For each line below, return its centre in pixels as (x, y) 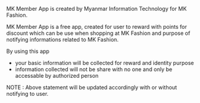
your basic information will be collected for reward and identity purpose (104, 63)
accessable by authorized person (57, 76)
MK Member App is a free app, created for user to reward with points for (97, 27)
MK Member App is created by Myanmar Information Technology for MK (96, 9)
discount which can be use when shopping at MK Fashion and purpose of (98, 33)
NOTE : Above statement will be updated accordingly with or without (92, 87)
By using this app (28, 51)
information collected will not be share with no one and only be (94, 69)
